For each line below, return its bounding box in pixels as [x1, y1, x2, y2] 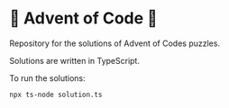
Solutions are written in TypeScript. [9, 55, 140, 66]
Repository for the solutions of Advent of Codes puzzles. [9, 38, 221, 49]
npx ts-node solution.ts [9, 90, 103, 99]
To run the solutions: [9, 72, 86, 84]
